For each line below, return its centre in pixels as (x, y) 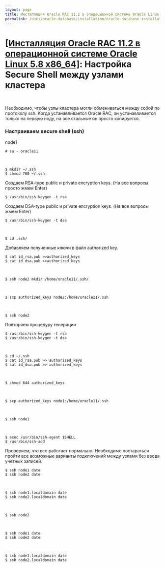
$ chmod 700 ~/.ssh (25, 173)
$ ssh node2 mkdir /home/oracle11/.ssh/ (47, 279)
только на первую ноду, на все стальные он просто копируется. (72, 119)
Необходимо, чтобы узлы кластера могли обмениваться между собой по (82, 108)
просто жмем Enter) (26, 188)
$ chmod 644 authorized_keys (35, 383)
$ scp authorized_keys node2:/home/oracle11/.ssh (57, 297)
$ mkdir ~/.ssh (21, 169)
